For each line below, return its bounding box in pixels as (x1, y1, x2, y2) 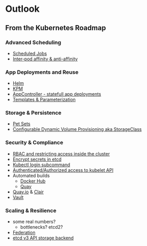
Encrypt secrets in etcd (12, 156, 62, 162)
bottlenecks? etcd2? (20, 224, 63, 230)
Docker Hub (20, 177, 46, 184)
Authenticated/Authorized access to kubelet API (12, 167, 113, 173)
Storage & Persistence (5, 109, 62, 117)
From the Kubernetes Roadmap (5, 24, 106, 32)
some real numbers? (12, 218, 56, 225)
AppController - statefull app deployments (12, 91, 101, 97)
